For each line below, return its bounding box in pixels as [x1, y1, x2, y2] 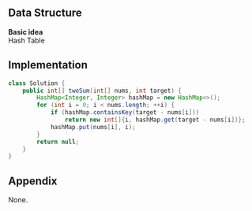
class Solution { [8, 79, 66, 87]
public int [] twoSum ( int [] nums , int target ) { [22, 87, 182, 94]
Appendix [8, 174, 58, 187]
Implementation [8, 58, 88, 72]
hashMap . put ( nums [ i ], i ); [50, 123, 136, 131]
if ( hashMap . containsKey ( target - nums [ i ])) [50, 109, 200, 117]
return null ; [36, 138, 80, 146]
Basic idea [8, 27, 43, 36]
